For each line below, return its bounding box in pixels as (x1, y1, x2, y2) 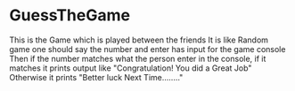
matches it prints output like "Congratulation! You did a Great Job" (9, 63, 252, 73)
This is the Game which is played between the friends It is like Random (9, 34, 269, 45)
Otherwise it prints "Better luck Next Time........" (9, 72, 184, 82)
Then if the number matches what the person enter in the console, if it (9, 53, 266, 64)
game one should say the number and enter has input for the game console (9, 43, 286, 54)
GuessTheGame (9, 5, 131, 26)
